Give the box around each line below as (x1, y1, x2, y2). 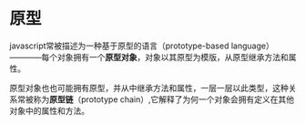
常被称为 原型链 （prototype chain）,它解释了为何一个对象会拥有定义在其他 (16, 93, 295, 105)
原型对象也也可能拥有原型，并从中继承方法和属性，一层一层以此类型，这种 (9, 82, 289, 93)
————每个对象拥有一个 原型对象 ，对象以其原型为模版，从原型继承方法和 (9, 51, 289, 62)
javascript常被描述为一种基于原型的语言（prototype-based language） (9, 40, 275, 51)
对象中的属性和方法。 (9, 105, 89, 116)
